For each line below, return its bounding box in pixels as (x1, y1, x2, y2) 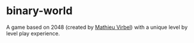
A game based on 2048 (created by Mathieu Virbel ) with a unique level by (6, 24, 188, 31)
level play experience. (6, 29, 60, 37)
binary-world (6, 4, 73, 18)
